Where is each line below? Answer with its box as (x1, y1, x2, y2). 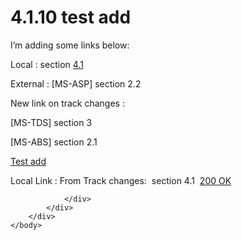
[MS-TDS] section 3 (10, 116, 93, 128)
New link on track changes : (10, 97, 125, 109)
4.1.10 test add (10, 6, 132, 29)
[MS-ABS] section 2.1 (10, 136, 98, 148)
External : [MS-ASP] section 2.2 (10, 77, 142, 90)
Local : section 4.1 (10, 58, 84, 70)
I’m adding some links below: (10, 39, 130, 51)
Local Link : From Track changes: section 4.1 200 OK (10, 174, 232, 186)
